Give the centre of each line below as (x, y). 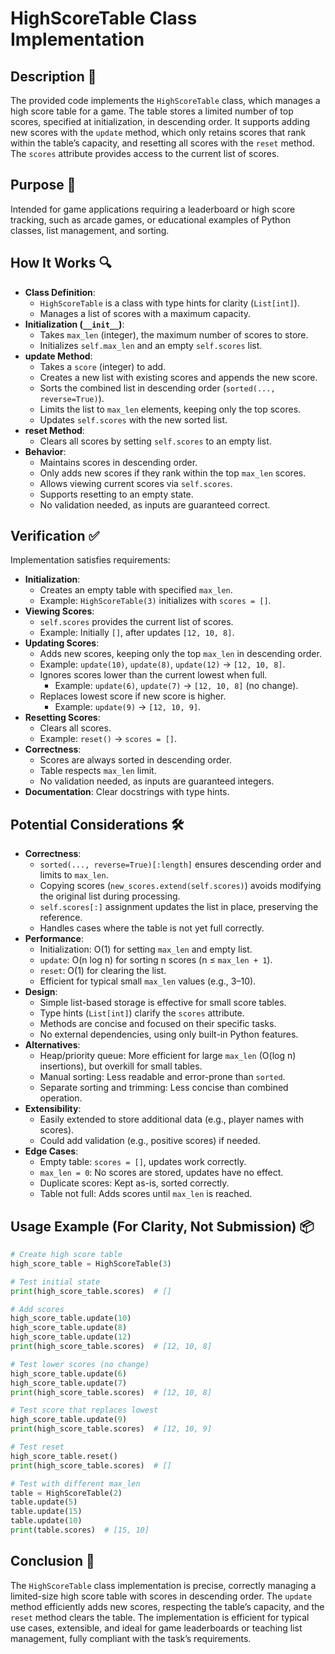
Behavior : (45, 451)
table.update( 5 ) (44, 1502)
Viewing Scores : (59, 611)
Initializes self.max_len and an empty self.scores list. (151, 345)
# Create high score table (66, 1255)
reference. (61, 918)
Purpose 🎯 (43, 185)
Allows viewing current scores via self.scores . (136, 483)
